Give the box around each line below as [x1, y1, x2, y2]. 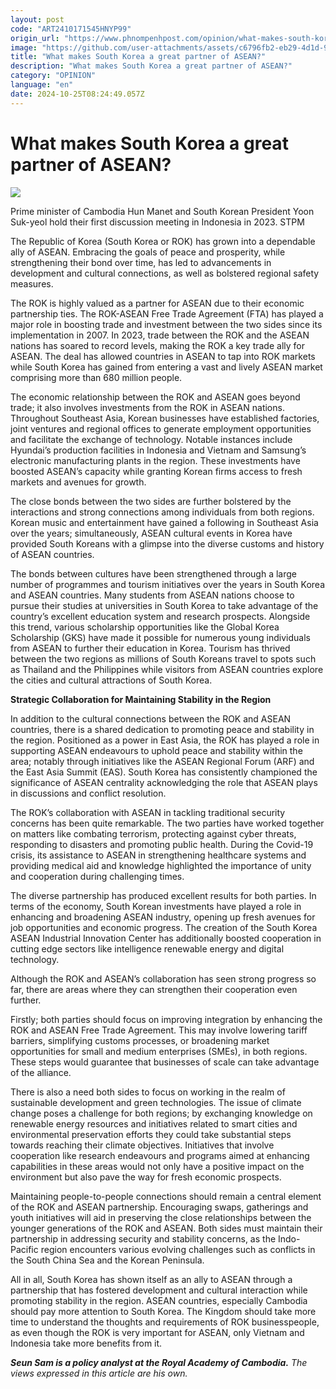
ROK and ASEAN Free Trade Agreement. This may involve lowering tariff [10, 1024, 308, 1036]
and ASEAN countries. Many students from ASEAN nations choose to [10, 589, 295, 601]
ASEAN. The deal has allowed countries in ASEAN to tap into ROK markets [10, 350, 316, 362]
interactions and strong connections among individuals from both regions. [10, 506, 315, 518]
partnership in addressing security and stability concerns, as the [10, 1232, 277, 1245]
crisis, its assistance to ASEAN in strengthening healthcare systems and [10, 849, 307, 861]
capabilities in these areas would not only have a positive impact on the [10, 1160, 305, 1172]
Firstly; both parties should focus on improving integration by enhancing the [10, 1013, 323, 1025]
